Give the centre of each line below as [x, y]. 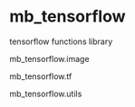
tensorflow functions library [61, 41]
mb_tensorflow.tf [41, 76]
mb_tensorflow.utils [46, 94]
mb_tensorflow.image [49, 58]
